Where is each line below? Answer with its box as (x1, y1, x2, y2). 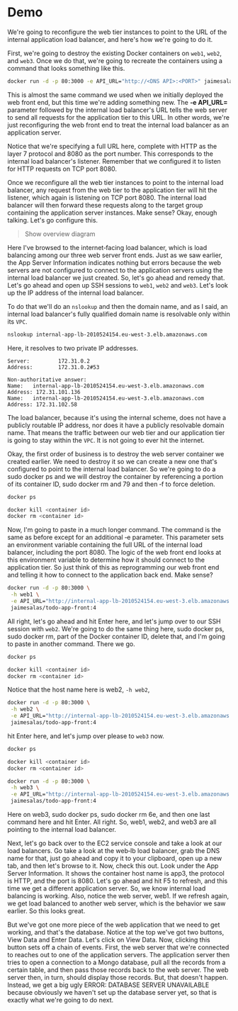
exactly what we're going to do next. (7, 996, 114, 1005)
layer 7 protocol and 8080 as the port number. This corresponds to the (7, 149, 214, 158)
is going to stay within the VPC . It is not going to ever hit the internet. (7, 436, 205, 444)
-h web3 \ (10, 784, 40, 791)
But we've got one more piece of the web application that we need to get (7, 920, 220, 929)
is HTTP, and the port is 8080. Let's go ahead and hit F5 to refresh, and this (7, 876, 228, 886)
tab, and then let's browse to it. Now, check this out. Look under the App (7, 862, 219, 870)
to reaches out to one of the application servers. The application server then (7, 951, 230, 959)
